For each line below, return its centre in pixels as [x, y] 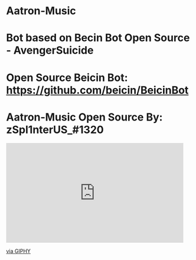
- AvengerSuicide [50, 51]
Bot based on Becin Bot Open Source [98, 38]
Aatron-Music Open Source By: [84, 117]
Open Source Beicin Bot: [67, 77]
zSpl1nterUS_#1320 [55, 130]
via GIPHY [19, 251]
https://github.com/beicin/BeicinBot [97, 90]
